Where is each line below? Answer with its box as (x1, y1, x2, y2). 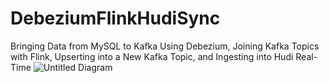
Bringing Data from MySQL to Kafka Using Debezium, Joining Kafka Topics (10, 40, 320, 52)
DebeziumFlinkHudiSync (10, 7, 221, 30)
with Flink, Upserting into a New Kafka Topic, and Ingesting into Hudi (10, 50, 294, 62)
